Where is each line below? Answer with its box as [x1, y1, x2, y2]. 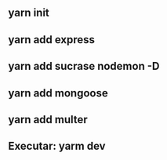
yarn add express [8, 33, 96, 46]
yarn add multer [8, 113, 88, 126]
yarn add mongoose [8, 86, 108, 100]
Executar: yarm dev [8, 140, 106, 153]
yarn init [8, 6, 49, 20]
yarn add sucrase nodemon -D [8, 60, 160, 73]
